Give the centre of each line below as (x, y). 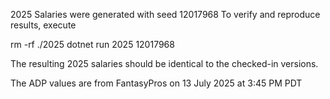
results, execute (43, 25)
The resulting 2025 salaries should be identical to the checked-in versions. (164, 63)
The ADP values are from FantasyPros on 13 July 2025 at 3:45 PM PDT (156, 83)
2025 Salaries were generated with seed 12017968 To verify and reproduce (165, 14)
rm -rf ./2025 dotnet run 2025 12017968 (92, 44)
